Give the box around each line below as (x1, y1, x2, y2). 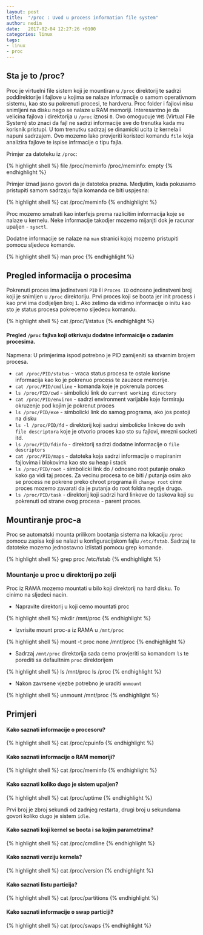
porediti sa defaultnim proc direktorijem (15, 656, 113, 663)
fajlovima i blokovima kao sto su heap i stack (15, 458, 127, 466)
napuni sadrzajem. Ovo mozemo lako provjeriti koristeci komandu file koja (6, 132, 194, 139)
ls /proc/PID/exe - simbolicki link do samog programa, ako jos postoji (15, 408, 190, 415)
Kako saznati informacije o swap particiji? (6, 908, 114, 916)
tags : (6, 37, 20, 43)
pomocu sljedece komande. (6, 241, 76, 249)
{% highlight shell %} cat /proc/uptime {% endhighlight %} (6, 794, 153, 801)
